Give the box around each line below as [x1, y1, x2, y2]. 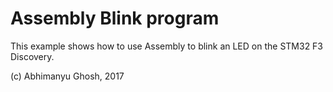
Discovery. [10, 50, 55, 62]
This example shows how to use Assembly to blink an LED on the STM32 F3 [10, 40, 324, 52]
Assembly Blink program [10, 7, 220, 30]
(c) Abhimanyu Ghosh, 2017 [10, 70, 125, 82]
